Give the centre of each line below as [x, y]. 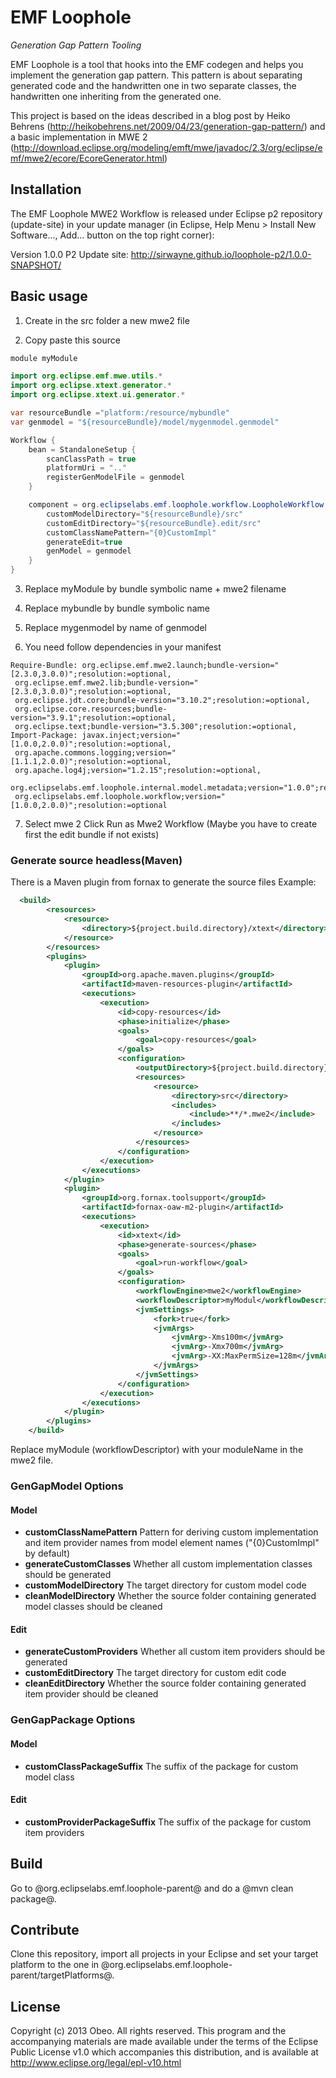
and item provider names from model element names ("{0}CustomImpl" [172, 1543]
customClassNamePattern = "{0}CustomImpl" [131, 532]
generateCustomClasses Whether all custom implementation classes [168, 1564]
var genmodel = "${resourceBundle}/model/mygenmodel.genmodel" [145, 422]
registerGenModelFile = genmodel [116, 477]
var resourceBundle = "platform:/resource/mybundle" [120, 413]
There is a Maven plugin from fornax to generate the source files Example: [163, 882]
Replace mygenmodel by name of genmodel [115, 628]
